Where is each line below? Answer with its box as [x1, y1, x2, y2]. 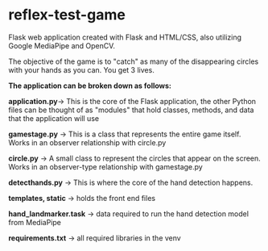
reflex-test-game [8, 6, 126, 24]
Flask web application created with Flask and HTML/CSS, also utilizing [8, 32, 242, 42]
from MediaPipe [8, 217, 62, 227]
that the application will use [8, 113, 99, 123]
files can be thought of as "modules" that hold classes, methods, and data [8, 105, 254, 115]
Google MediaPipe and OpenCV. [8, 40, 115, 50]
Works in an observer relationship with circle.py [8, 137, 167, 147]
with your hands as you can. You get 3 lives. [8, 65, 155, 74]
